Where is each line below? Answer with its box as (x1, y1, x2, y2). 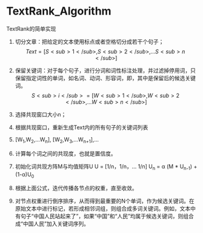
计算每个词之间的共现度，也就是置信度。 (15, 150, 116, 157)
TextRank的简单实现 (6, 25, 56, 32)
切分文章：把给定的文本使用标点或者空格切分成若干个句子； (15, 38, 164, 45)
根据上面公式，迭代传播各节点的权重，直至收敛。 (15, 184, 138, 192)
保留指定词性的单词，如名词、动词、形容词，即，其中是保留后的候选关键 (15, 74, 196, 81)
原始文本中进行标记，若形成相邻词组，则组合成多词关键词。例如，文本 (15, 205, 191, 212)
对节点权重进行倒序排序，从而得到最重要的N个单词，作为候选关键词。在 (15, 197, 195, 204)
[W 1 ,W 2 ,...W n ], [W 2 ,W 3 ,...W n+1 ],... (15, 135, 99, 144)
